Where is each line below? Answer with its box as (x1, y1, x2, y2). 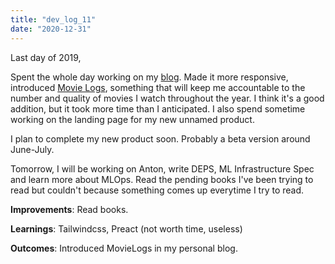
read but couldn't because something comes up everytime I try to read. (10, 184, 305, 196)
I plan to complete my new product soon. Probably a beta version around (10, 132, 311, 145)
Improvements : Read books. (10, 203, 129, 215)
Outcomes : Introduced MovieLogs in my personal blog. (10, 242, 238, 254)
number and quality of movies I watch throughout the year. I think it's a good (10, 92, 325, 104)
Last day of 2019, (10, 51, 82, 63)
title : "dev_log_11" (10, 14, 97, 25)
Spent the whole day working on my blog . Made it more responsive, (10, 71, 289, 83)
